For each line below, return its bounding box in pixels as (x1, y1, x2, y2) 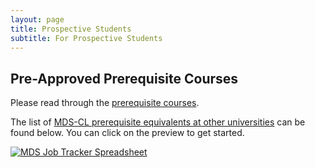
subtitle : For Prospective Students (10, 33, 163, 43)
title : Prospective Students (10, 24, 132, 34)
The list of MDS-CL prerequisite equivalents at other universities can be (10, 116, 306, 128)
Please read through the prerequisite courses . (10, 97, 200, 109)
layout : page (10, 14, 65, 25)
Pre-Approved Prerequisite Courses (10, 70, 239, 87)
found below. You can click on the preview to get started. (10, 127, 245, 139)
